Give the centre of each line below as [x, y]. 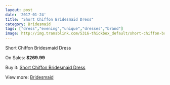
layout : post [19, 10]
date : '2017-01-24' [26, 15]
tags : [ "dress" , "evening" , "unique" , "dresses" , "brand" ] [64, 29]
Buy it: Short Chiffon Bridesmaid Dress [45, 67]
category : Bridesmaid [28, 24]
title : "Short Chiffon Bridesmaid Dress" [50, 19]
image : [12, 33]
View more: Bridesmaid [30, 77]
